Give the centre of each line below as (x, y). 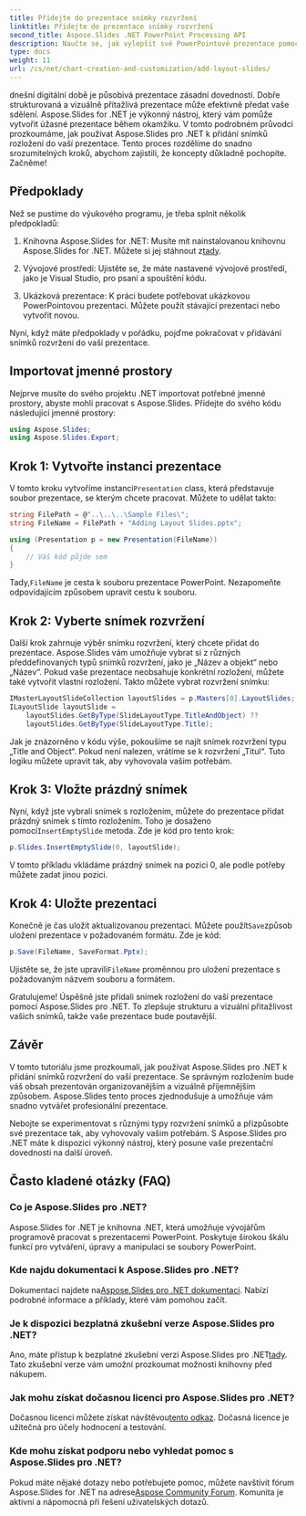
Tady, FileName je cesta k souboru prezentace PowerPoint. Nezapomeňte (145, 583)
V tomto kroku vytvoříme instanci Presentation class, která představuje (142, 489)
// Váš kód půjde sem (66, 557)
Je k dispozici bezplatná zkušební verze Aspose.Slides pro (142, 1323)
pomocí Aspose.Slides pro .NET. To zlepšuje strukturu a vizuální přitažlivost (151, 1006)
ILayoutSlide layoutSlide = (63, 707)
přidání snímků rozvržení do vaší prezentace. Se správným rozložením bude (152, 1076)
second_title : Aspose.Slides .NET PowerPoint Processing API (128, 35)
